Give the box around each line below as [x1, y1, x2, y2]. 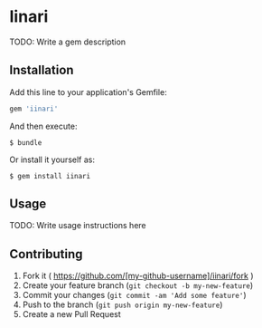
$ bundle [9, 138, 42, 147]
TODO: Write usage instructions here [9, 220, 146, 231]
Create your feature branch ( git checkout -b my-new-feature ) [22, 280, 254, 291]
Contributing [9, 246, 83, 262]
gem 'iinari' [9, 104, 59, 113]
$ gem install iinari [9, 171, 91, 180]
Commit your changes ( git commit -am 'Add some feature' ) [22, 290, 247, 301]
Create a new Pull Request [22, 309, 122, 320]
